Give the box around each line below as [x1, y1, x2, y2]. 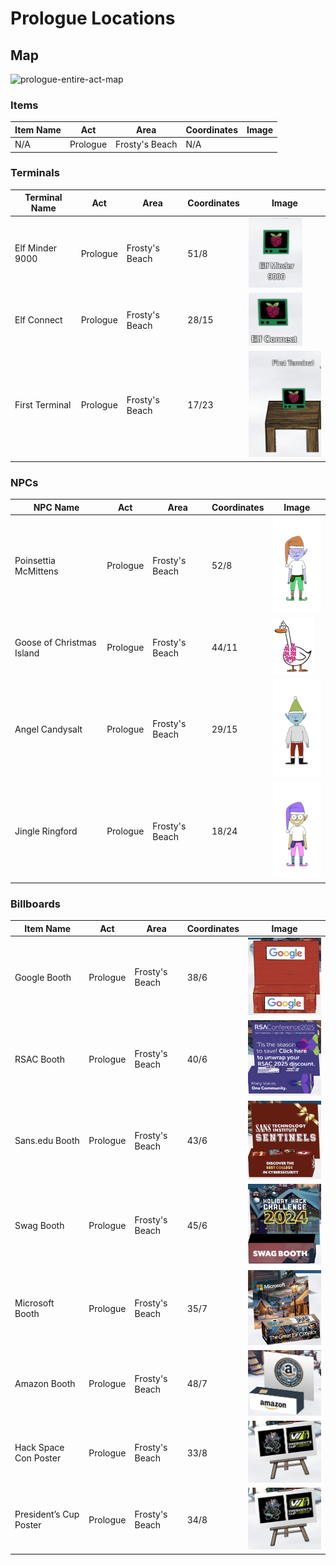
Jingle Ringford [14, 825, 78, 837]
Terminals [10, 166, 60, 180]
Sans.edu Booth [14, 1135, 80, 1147]
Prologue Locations [10, 7, 176, 30]
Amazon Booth [14, 1378, 76, 1390]
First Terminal [14, 399, 72, 411]
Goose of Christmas [14, 636, 97, 648]
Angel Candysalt [14, 723, 83, 735]
